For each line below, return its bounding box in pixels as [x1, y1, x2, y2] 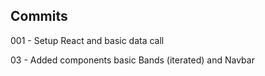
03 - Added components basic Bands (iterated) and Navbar [10, 54, 255, 66]
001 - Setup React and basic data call [10, 34, 165, 46]
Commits [10, 8, 68, 25]
